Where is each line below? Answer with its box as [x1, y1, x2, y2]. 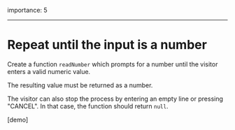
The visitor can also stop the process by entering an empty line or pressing [7, 94, 224, 103]
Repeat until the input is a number [7, 37, 208, 53]
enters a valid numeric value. [7, 67, 91, 75]
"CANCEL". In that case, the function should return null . [7, 101, 169, 110]
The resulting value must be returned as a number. [7, 80, 153, 89]
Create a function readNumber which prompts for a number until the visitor [7, 59, 218, 68]
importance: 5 [7, 6, 48, 14]
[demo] [7, 115, 29, 124]
